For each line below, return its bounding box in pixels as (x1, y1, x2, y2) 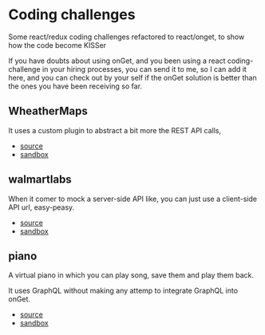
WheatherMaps (8, 104, 88, 118)
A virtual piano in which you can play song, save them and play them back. (8, 270, 254, 280)
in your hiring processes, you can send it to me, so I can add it (42, 64, 247, 73)
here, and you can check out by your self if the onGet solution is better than (8, 73, 257, 82)
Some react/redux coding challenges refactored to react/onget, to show (8, 32, 245, 41)
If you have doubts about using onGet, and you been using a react (8, 56, 226, 65)
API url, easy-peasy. (8, 202, 75, 212)
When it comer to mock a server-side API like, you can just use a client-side (8, 194, 258, 203)
